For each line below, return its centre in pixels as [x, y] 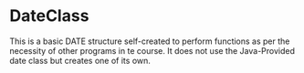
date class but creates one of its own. [80, 60]
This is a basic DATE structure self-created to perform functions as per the [150, 41]
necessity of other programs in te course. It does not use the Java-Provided [152, 50]
